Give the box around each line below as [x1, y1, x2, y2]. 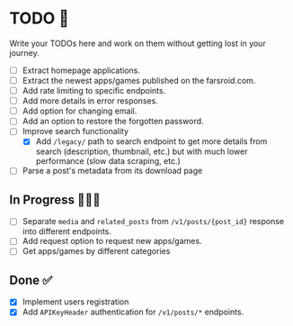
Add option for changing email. [22, 105, 138, 116]
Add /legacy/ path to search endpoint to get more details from [35, 136, 268, 147]
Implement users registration [22, 296, 129, 307]
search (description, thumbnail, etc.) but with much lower [35, 146, 248, 157]
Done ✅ [9, 272, 53, 287]
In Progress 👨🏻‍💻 [9, 192, 102, 207]
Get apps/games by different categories [22, 246, 171, 257]
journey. [9, 47, 40, 58]
